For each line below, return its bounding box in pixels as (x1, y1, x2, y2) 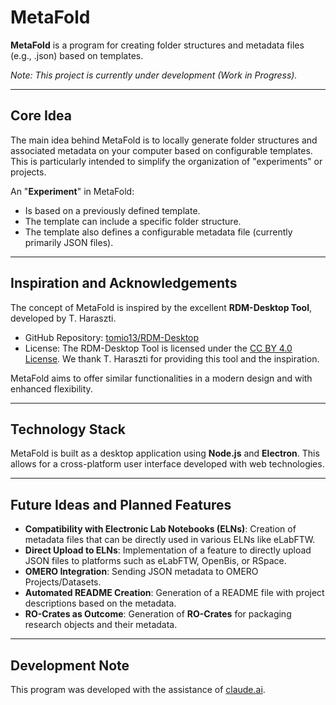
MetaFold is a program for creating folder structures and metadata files (10, 39, 305, 51)
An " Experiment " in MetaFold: (10, 185, 135, 197)
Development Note (10, 657, 130, 674)
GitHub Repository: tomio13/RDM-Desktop (24, 331, 200, 343)
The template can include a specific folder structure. (24, 215, 242, 227)
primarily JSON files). (24, 236, 114, 248)
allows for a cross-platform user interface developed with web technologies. (10, 458, 325, 470)
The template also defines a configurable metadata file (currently (24, 226, 293, 238)
